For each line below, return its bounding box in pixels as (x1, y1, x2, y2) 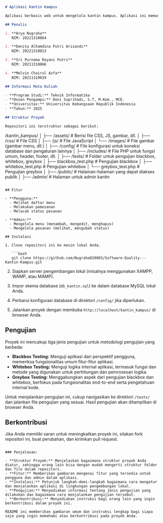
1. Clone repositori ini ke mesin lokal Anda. (5, 243, 101, 248)
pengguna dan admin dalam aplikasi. (5, 475, 79, 480)
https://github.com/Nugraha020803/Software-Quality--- (33, 255, 147, 260)
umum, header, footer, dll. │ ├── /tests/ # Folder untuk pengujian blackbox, (5, 153, 156, 159)
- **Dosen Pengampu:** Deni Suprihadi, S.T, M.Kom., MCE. (5, 97, 125, 102)
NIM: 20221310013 (11, 49, 47, 53)
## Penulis (5, 22, 27, 27)
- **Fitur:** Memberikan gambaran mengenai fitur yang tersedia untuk (5, 471, 151, 476)
